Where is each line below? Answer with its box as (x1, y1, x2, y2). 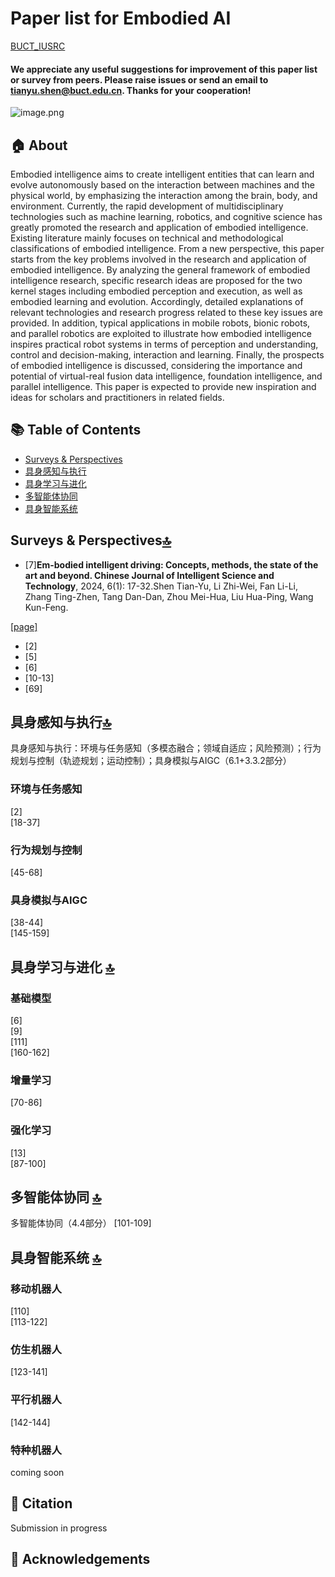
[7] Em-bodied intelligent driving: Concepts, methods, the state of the (24, 558, 319, 571)
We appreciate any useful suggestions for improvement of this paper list (10, 63, 318, 75)
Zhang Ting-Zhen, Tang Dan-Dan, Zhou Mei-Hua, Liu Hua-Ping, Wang (24, 590, 314, 602)
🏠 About (10, 137, 68, 154)
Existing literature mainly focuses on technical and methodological (10, 232, 284, 244)
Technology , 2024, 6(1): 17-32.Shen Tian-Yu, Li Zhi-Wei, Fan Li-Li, (24, 580, 299, 592)
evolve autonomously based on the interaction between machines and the (10, 178, 315, 191)
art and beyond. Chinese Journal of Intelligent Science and (24, 569, 275, 581)
